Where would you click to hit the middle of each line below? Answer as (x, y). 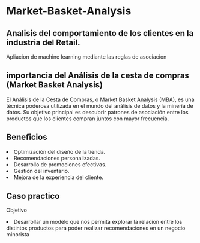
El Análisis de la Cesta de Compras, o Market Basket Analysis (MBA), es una (100, 99)
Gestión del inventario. (42, 171)
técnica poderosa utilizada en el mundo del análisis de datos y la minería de (100, 105)
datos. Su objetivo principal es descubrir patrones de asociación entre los (97, 112)
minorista (18, 235)
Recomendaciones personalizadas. (57, 158)
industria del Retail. (43, 42)
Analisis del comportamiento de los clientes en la (100, 33)
